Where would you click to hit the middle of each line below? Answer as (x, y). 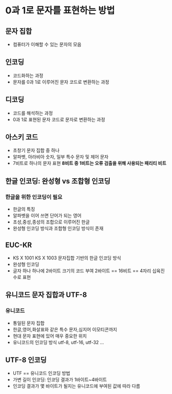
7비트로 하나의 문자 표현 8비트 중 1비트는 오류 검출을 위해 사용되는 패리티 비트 (90, 163)
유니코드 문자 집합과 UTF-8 (46, 295)
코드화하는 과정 (28, 76)
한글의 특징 (24, 209)
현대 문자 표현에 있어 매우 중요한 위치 (50, 336)
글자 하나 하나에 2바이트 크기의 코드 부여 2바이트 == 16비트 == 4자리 (82, 271)
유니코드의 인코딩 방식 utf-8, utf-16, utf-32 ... (58, 342)
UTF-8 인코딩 (26, 360)
